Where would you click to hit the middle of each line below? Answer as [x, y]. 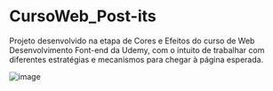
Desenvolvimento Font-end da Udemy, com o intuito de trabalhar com [137, 49]
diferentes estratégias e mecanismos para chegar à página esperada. [136, 59]
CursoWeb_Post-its [83, 16]
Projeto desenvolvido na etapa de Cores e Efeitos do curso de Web [132, 41]
